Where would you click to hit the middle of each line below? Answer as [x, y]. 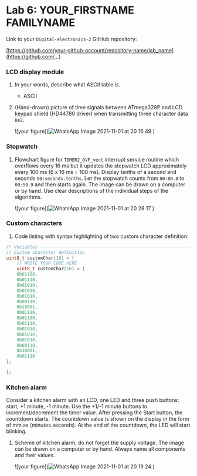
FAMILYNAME [40, 23]
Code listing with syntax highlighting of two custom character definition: [101, 236]
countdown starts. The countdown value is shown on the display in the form [98, 419]
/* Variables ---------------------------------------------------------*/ [101, 247]
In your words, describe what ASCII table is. [67, 85]
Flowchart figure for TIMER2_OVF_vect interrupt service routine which [97, 159]
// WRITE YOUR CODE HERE [47, 263]
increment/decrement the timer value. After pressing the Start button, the [94, 413]
